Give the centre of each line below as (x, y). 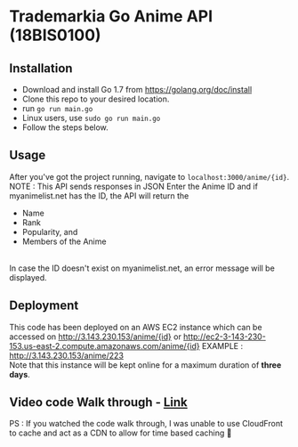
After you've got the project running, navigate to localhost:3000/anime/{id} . (149, 176)
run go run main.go (57, 108)
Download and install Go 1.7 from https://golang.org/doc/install (137, 89)
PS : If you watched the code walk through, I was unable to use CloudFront (146, 424)
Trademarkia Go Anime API (111, 16)
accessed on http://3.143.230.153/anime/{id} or (96, 337)
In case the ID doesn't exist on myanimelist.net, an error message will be (142, 268)
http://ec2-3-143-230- (225, 337)
